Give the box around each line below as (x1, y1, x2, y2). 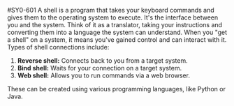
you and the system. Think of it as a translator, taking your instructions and (7, 21, 222, 29)
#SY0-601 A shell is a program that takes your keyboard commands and (7, 6, 214, 14)
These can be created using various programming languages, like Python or (7, 85, 226, 93)
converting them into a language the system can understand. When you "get (7, 28, 228, 36)
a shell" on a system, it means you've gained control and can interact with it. (7, 36, 227, 44)
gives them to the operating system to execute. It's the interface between (7, 13, 219, 22)
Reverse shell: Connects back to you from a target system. (17, 56, 188, 65)
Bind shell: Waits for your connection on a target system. (17, 64, 182, 72)
